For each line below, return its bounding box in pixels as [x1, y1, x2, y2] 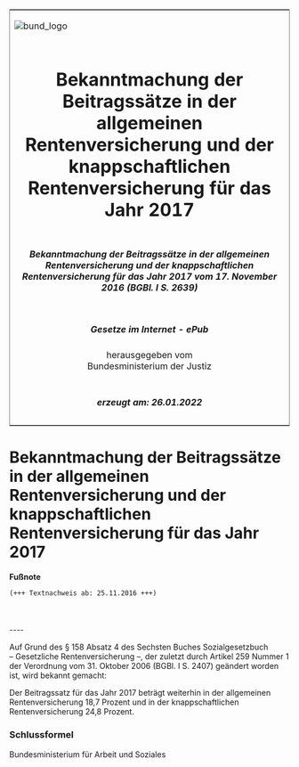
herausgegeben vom [106, 349, 193, 362]
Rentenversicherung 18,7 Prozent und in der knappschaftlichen [9, 697, 239, 707]
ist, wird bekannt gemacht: [9, 670, 107, 681]
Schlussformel [9, 729, 74, 741]
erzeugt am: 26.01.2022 [96, 396, 203, 408]
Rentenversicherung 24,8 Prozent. [9, 706, 135, 717]
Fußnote [9, 571, 42, 582]
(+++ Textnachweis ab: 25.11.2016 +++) [9, 588, 158, 598]
